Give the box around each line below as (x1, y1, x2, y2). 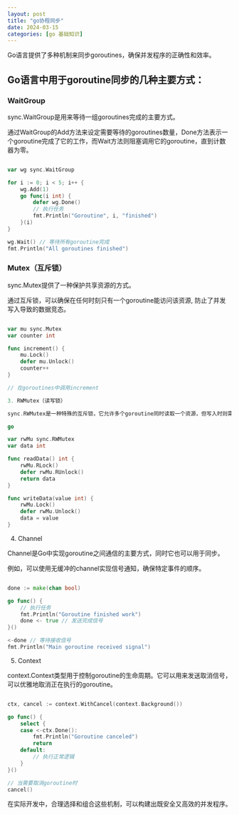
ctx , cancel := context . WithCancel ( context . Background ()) (7, 700, 183, 707)
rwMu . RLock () (20, 462, 59, 470)
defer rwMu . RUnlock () (20, 468, 84, 475)
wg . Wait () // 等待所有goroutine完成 (7, 238, 110, 245)
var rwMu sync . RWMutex (7, 436, 75, 443)
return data (20, 475, 55, 482)
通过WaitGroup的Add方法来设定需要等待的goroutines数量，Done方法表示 (7, 128, 222, 136)
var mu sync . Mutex (7, 325, 62, 333)
